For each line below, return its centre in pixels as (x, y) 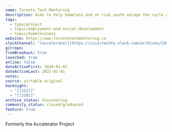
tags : (11, 19)
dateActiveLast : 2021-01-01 (35, 72)
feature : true (20, 110)
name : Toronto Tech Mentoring (38, 10)
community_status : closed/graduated (44, 105)
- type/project (26, 24)
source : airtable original (34, 81)
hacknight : (17, 86)
